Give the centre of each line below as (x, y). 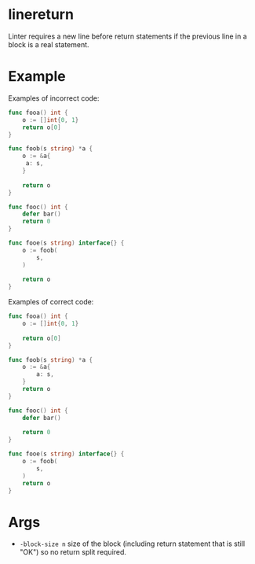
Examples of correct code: (51, 302)
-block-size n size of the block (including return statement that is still (132, 544)
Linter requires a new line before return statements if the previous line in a (127, 36)
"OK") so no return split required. (73, 552)
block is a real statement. (49, 44)
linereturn (41, 15)
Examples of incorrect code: (54, 98)
